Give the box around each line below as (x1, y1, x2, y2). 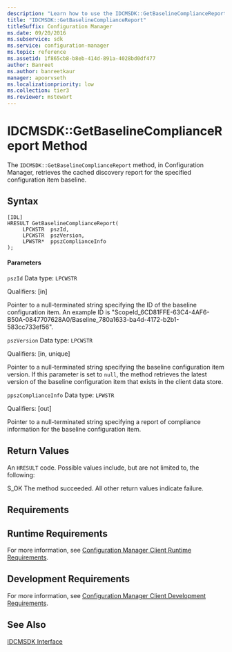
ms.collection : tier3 (7, 87, 70, 94)
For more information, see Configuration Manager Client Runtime (7, 546, 192, 554)
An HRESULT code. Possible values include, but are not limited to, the (7, 463, 200, 472)
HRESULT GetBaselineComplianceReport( (7, 220, 119, 227)
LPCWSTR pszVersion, (22, 232, 85, 239)
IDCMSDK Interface (7, 637, 64, 646)
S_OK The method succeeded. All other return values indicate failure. (7, 484, 204, 492)
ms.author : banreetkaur (7, 68, 76, 75)
